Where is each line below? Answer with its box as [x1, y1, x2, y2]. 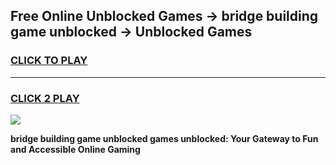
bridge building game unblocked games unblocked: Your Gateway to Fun [10, 132, 319, 144]
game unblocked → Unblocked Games [10, 24, 253, 41]
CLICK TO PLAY [10, 54, 88, 68]
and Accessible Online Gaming [10, 143, 141, 155]
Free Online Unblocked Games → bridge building [10, 8, 319, 25]
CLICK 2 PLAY [10, 91, 80, 105]
